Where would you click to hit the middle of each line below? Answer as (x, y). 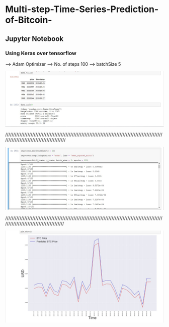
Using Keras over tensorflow (41, 53)
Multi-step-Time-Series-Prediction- (82, 9)
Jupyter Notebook (34, 39)
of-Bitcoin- (29, 20)
